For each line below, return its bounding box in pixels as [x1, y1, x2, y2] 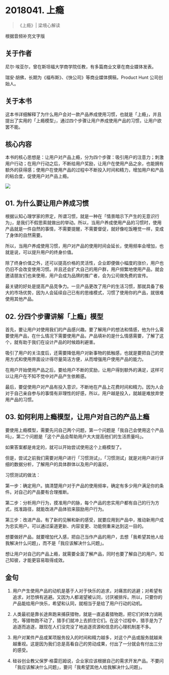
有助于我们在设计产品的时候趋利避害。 [18, 339, 98, 345]
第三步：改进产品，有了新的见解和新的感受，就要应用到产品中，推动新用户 [5, 516, 159, 523]
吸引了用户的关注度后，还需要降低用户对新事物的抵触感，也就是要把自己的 [5, 350, 159, 356]
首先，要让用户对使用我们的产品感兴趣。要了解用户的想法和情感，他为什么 [5, 327, 159, 332]
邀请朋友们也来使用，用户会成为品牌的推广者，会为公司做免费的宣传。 [5, 273, 151, 279]
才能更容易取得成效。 [22, 557, 67, 563]
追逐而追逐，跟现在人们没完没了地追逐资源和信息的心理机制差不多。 [12, 624, 154, 630]
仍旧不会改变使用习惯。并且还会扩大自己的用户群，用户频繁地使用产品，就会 [5, 266, 164, 273]
